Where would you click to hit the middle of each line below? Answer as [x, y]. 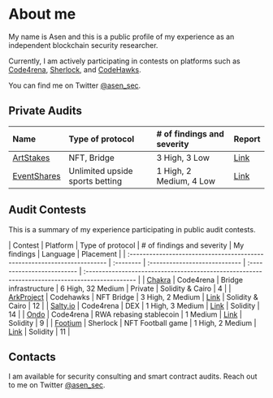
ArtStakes [31, 158]
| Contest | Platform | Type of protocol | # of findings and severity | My [126, 245]
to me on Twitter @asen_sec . [57, 385]
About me [42, 14]
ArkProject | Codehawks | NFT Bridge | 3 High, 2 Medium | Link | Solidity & [133, 296]
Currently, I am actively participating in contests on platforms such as [125, 61]
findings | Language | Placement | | [67, 253]
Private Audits [45, 111]
